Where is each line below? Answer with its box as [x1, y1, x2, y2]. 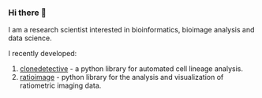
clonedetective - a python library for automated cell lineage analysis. [19, 64, 243, 73]
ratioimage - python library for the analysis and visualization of [19, 73, 224, 82]
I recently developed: [8, 49, 77, 58]
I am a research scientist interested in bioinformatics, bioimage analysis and [8, 25, 255, 35]
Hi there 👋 [8, 7, 47, 18]
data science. [8, 33, 53, 43]
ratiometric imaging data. [19, 81, 102, 90]
